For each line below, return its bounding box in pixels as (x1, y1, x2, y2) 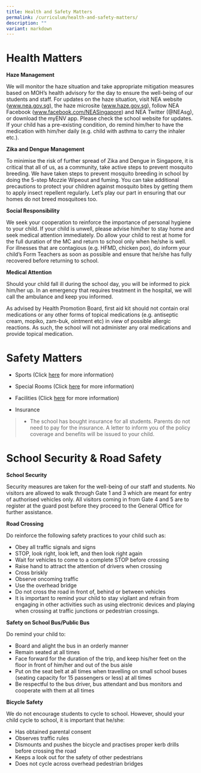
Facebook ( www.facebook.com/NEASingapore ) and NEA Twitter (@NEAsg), (6, 109, 194, 116)
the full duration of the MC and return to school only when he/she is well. (6, 238, 187, 245)
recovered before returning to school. (6, 257, 99, 264)
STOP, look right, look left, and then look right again (14, 550, 143, 557)
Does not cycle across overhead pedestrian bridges (14, 760, 143, 768)
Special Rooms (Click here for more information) (14, 383, 134, 390)
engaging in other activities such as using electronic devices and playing (14, 601, 195, 608)
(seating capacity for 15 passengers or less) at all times (14, 674, 152, 682)
